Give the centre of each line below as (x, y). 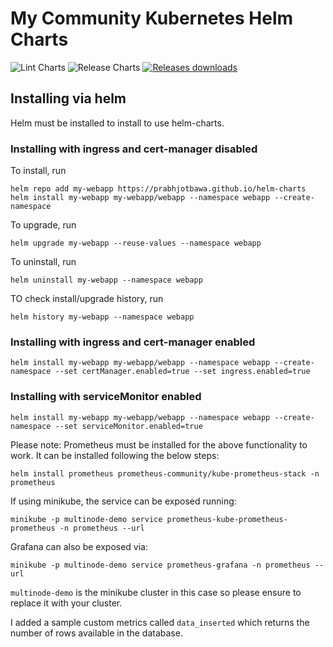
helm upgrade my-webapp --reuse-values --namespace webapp (136, 243)
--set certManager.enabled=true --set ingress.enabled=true (182, 372)
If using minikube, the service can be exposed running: (123, 501)
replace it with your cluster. (66, 603)
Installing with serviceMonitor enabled (106, 397)
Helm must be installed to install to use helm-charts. (117, 123)
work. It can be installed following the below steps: (115, 455)
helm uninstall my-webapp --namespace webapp (106, 280)
